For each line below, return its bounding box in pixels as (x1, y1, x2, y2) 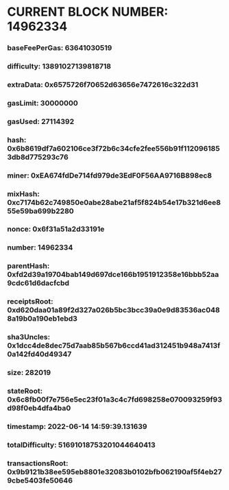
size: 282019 (7, 368, 51, 378)
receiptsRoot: (7, 297, 53, 306)
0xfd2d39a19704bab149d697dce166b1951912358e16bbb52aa (7, 270, 219, 280)
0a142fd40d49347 (7, 350, 72, 359)
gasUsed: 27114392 (7, 117, 75, 126)
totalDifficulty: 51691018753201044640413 (7, 440, 156, 450)
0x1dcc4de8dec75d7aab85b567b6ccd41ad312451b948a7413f (7, 341, 221, 350)
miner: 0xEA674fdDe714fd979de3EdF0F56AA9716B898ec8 (7, 171, 213, 180)
